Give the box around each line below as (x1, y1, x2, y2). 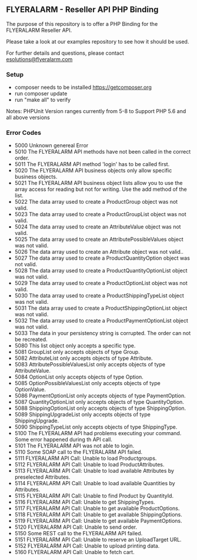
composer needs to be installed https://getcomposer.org (14, 84, 152, 91)
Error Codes (6, 129, 41, 137)
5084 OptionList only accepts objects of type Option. (14, 373, 144, 380)
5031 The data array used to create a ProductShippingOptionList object (14, 304, 188, 312)
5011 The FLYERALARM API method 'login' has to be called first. (14, 161, 170, 168)
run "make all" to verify (14, 97, 71, 104)
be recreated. (14, 336, 48, 343)
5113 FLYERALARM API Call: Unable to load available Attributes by (14, 468, 175, 475)
